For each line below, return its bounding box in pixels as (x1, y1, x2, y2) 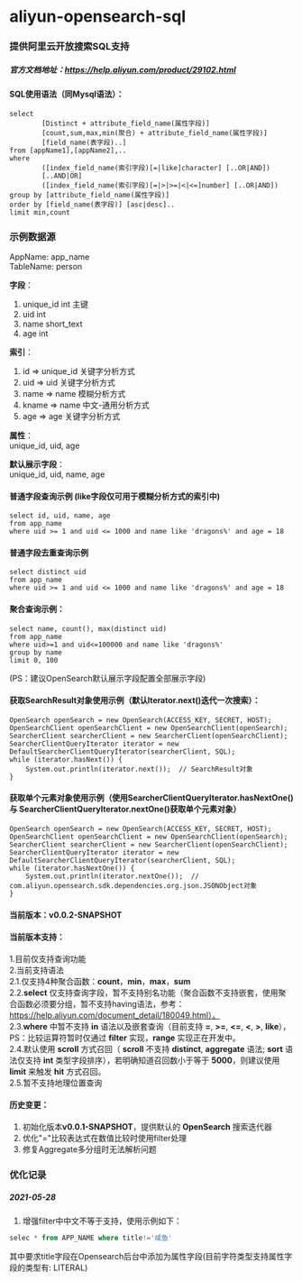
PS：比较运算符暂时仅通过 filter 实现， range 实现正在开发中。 (9, 1032, 241, 1043)
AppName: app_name (9, 251, 90, 262)
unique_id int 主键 (22, 298, 88, 309)
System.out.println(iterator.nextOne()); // (25, 872, 200, 881)
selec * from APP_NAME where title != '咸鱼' (9, 1233, 173, 1242)
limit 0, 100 (9, 655, 59, 664)
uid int (22, 308, 47, 319)
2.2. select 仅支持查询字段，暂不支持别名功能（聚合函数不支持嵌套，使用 (9, 987, 279, 998)
